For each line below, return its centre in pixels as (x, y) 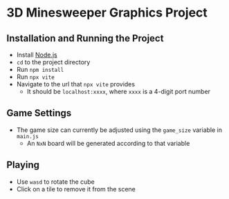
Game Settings (39, 113)
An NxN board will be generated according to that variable (108, 143)
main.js (27, 136)
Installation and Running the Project (85, 38)
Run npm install (40, 69)
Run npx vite (35, 77)
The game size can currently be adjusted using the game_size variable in (119, 130)
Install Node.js (37, 55)
